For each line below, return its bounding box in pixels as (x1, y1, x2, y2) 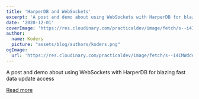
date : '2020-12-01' (6, 19, 54, 25)
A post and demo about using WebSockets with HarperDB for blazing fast (6, 68, 186, 75)
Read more (6, 86, 33, 93)
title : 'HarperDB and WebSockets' (6, 8, 92, 15)
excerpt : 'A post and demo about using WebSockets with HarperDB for (6, 14, 182, 20)
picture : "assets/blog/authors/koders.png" (11, 42, 120, 48)
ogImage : (6, 47, 28, 53)
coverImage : (6, 25, 36, 31)
